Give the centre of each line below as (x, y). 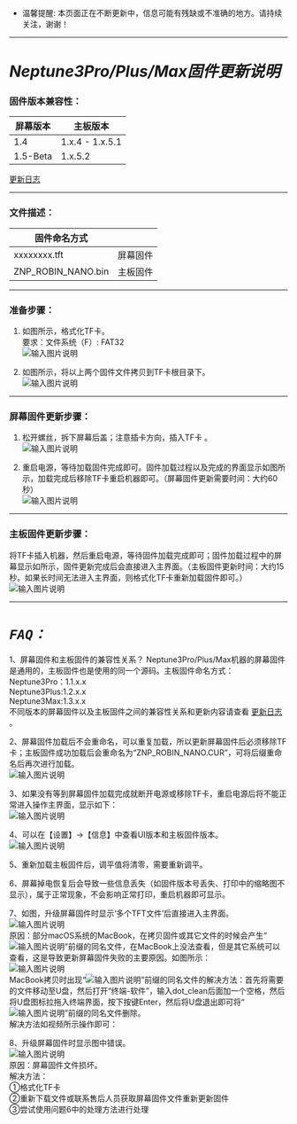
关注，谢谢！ (45, 24)
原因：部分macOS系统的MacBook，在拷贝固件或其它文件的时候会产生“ (138, 935)
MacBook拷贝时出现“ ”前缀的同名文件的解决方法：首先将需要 (147, 980)
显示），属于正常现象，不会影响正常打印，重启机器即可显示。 (119, 894)
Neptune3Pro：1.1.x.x (48, 682)
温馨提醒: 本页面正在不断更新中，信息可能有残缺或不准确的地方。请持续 (152, 13)
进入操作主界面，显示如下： (67, 804)
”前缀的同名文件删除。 (105, 1012)
